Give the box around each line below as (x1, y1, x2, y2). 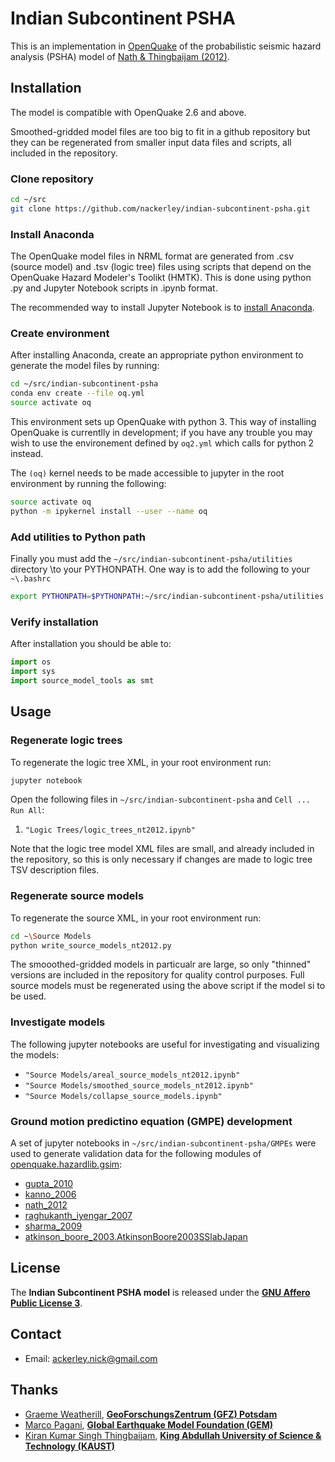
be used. (10, 990, 47, 1002)
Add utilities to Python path (10, 530, 146, 544)
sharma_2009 (24, 1220, 83, 1232)
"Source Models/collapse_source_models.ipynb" (24, 1091, 223, 1101)
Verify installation (10, 615, 99, 629)
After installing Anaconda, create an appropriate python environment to (10, 349, 304, 361)
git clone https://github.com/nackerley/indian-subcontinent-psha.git (10, 203, 311, 214)
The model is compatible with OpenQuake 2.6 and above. (10, 106, 247, 118)
